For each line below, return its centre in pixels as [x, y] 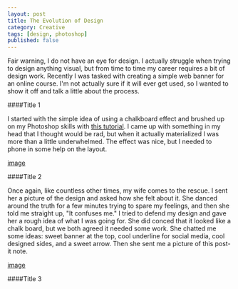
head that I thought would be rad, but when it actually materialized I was [113, 134]
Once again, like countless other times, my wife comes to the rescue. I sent [118, 191]
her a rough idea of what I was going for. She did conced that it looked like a [119, 221]
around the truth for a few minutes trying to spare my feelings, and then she [119, 206]
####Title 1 [24, 105]
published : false [33, 41]
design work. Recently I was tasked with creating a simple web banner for [116, 76]
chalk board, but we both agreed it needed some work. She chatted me [112, 228]
